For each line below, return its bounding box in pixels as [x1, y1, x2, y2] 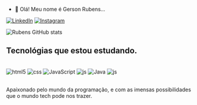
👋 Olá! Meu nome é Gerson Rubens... [14, 6, 106, 12]
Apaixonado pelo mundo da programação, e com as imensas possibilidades [6, 86, 192, 93]
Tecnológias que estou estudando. [6, 46, 138, 56]
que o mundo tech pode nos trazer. [6, 93, 93, 100]
